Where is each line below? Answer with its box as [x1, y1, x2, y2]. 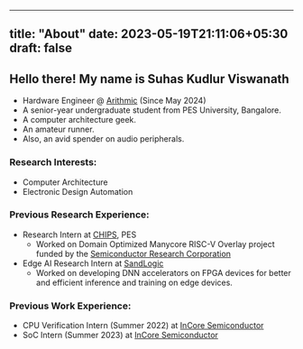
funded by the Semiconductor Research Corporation [35, 248, 232, 259]
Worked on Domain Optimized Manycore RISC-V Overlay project [35, 238, 275, 249]
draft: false [9, 41, 72, 56]
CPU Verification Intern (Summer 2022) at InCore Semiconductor [22, 320, 264, 331]
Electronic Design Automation [22, 186, 133, 197]
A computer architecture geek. [22, 115, 137, 125]
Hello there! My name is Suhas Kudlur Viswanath [9, 71, 290, 87]
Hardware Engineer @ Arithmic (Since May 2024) [22, 96, 207, 106]
